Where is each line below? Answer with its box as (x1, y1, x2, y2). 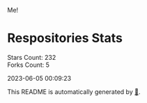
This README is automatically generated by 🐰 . (7, 87, 141, 96)
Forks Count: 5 (7, 61, 50, 69)
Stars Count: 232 (7, 53, 56, 61)
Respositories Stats (7, 31, 123, 46)
